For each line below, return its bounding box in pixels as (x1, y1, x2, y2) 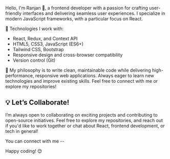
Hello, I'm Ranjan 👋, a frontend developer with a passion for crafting (5, 5, 148, 11)
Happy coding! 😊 (5, 148, 42, 154)
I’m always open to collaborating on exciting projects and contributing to (5, 111, 158, 118)
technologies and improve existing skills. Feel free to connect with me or (5, 78, 158, 84)
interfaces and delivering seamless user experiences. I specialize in (23, 10, 165, 16)
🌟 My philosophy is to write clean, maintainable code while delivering (5, 67, 151, 73)
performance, (5, 73, 34, 79)
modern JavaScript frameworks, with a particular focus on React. (5, 16, 143, 21)
